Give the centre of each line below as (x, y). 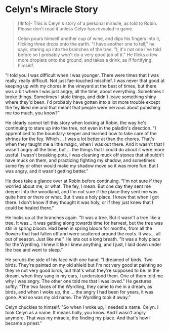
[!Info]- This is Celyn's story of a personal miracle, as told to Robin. (88, 23)
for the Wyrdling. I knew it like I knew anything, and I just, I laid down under (83, 244)
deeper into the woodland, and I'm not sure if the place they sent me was (81, 191)
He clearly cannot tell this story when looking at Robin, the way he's (76, 122)
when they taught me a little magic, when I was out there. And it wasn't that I (85, 144)
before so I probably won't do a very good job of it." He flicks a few (88, 55)
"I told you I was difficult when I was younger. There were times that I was (82, 75)
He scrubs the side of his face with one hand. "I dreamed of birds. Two (79, 260)
